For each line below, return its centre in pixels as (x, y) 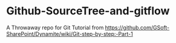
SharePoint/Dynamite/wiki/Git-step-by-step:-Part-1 (70, 33)
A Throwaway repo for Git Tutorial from (55, 27)
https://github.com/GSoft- (137, 27)
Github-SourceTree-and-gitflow (88, 11)
